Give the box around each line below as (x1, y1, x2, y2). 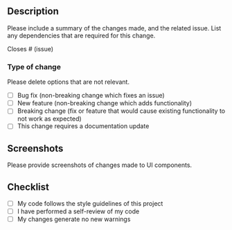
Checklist (7, 181, 50, 193)
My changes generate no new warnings (17, 215, 131, 224)
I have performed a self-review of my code (17, 207, 140, 215)
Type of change (7, 62, 61, 71)
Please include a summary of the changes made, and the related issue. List (7, 24, 222, 32)
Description (7, 6, 59, 17)
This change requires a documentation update (17, 122, 150, 130)
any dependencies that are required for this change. (7, 31, 156, 39)
